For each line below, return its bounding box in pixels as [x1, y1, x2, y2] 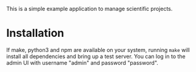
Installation [6, 27, 65, 40]
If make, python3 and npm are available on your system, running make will [6, 46, 190, 53]
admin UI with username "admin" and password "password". [6, 59, 158, 66]
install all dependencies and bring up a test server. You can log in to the [6, 53, 186, 60]
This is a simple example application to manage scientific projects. [6, 5, 173, 12]
